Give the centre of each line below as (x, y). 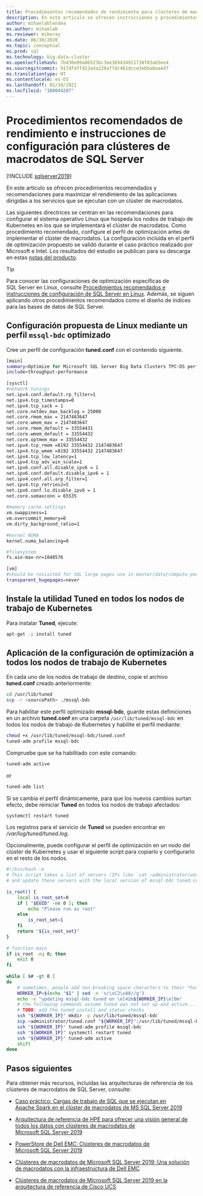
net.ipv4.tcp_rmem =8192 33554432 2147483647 (64, 445)
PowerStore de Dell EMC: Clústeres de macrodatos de (82, 1144)
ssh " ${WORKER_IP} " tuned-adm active (65, 1038)
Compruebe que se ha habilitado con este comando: (72, 753)
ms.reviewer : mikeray (34, 35)
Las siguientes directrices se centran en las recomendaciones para (90, 212)
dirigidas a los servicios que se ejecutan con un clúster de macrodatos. (95, 200)
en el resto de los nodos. (37, 858)
